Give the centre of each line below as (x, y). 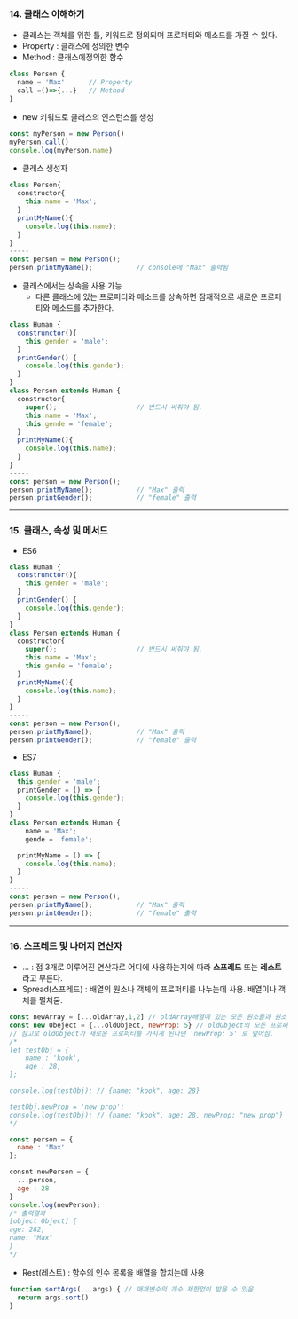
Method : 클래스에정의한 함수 (73, 57)
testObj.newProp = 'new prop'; (67, 1107)
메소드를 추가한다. (83, 308)
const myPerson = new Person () (67, 134)
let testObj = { (39, 1050)
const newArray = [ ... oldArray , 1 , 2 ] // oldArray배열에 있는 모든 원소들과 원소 (148, 1017)
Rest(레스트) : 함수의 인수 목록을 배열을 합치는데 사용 (114, 1272)
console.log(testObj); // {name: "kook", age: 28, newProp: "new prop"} (146, 1115)
